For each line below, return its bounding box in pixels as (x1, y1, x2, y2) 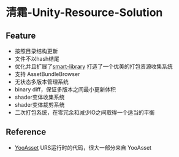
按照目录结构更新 (14, 47, 58, 55)
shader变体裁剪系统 (14, 101, 65, 108)
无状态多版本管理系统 (14, 78, 69, 85)
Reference (6, 127, 47, 137)
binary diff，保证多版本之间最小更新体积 (14, 86, 116, 93)
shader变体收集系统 (14, 93, 65, 101)
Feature (6, 30, 36, 40)
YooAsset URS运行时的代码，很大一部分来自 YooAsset (14, 144, 151, 151)
